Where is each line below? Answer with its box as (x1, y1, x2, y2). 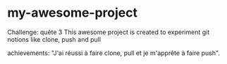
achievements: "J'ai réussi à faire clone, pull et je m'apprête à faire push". (7, 49, 221, 57)
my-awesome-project (7, 5, 137, 21)
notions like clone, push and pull (7, 35, 101, 43)
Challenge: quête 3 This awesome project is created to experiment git (7, 28, 210, 36)
